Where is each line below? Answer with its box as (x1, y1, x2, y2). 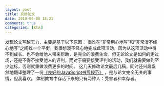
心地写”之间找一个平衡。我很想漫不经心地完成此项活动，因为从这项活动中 (5, 45, 153, 51)
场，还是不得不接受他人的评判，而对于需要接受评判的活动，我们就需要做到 (5, 57, 155, 63)
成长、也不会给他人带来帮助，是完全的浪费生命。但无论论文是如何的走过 (13, 52, 159, 57)
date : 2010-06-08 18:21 (5, 16, 54, 21)
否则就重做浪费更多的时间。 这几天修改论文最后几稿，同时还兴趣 (21, 64, 152, 69)
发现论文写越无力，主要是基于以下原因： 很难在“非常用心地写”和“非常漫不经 (5, 39, 158, 45)
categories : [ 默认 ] (5, 25, 43, 30)
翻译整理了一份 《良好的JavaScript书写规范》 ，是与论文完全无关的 (13, 69, 148, 75)
